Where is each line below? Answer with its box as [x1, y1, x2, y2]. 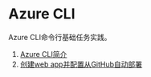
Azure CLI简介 [19, 49, 67, 59]
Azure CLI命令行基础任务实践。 [8, 32, 112, 42]
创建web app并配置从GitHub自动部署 [19, 59, 143, 69]
